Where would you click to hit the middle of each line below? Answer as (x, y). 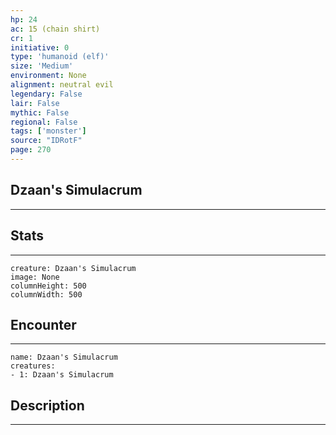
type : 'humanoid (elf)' (60, 57)
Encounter (43, 324)
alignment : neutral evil (62, 85)
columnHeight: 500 (48, 286)
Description (47, 405)
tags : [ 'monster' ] (48, 131)
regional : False (44, 122)
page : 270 (31, 150)
